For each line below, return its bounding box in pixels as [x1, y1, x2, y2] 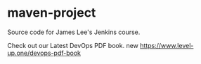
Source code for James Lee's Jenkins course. [7, 28, 141, 36]
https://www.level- [139, 41, 194, 49]
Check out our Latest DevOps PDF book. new [7, 41, 139, 49]
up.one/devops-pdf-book [7, 49, 82, 57]
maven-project [7, 5, 96, 21]
